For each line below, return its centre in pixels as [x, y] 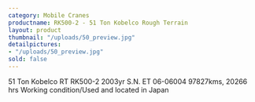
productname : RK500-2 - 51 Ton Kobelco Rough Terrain [98, 23]
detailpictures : [35, 45]
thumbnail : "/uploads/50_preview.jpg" [72, 37]
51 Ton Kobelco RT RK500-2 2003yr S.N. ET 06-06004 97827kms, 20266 [128, 81]
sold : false [28, 60]
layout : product [35, 30]
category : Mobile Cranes [49, 15]
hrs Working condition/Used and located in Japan [89, 89]
